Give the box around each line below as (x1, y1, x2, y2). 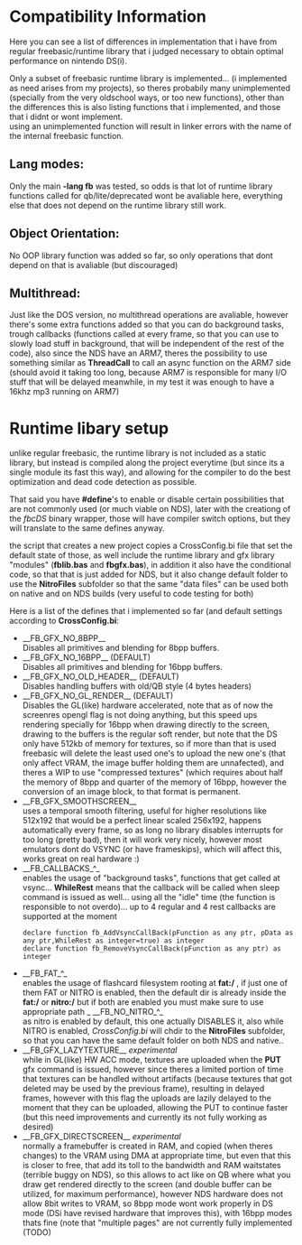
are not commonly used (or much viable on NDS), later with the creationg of (9, 504, 291, 515)
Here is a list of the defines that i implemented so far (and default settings (9, 606, 283, 617)
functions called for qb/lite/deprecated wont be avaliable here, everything (9, 190, 283, 200)
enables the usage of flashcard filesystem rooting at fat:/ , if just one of (22, 978, 288, 989)
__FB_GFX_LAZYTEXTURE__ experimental (22, 1045, 178, 1055)
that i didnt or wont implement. (9, 111, 124, 122)
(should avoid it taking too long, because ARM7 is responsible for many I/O (9, 367, 287, 378)
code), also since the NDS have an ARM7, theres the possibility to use (9, 348, 268, 358)
